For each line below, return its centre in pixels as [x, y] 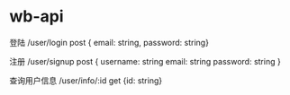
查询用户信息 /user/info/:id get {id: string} [86, 80]
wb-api [37, 17]
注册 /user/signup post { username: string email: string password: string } [145, 61]
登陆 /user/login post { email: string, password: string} [109, 42]
